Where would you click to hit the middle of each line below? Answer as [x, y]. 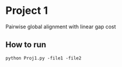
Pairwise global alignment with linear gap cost [61, 27]
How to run [26, 45]
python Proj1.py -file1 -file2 [43, 58]
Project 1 [27, 11]
